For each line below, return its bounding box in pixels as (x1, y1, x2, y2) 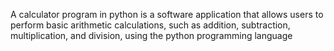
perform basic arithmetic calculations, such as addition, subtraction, (10, 19, 291, 31)
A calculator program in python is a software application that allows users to (10, 9, 324, 20)
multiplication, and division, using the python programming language (10, 30, 293, 41)
